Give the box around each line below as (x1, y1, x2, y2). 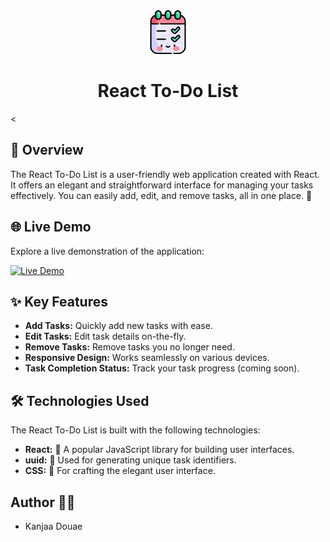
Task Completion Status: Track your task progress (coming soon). (24, 362, 300, 374)
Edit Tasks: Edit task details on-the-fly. (24, 330, 187, 343)
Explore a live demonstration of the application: (10, 245, 205, 257)
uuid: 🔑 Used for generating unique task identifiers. (24, 454, 237, 466)
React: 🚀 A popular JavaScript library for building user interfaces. (24, 444, 295, 456)
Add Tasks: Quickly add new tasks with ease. (24, 320, 213, 332)
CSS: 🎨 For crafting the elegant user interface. (24, 465, 216, 477)
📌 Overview (10, 142, 84, 159)
